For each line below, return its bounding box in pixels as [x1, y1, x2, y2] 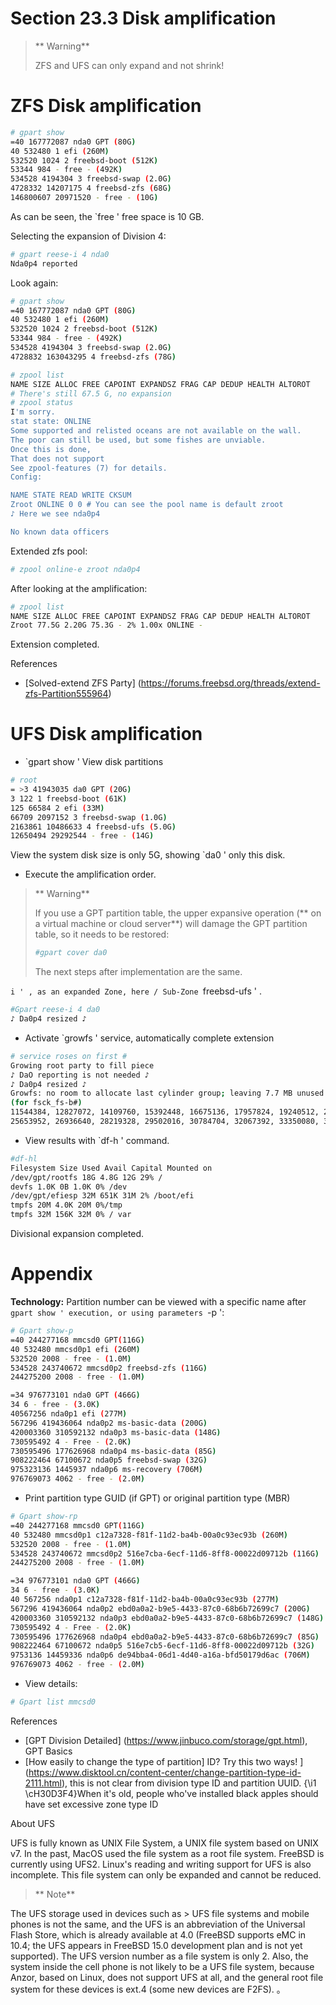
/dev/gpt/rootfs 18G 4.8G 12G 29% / [10, 1172, 163, 1182]
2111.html [24, 1777, 62, 1789]
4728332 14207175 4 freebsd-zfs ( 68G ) [10, 183, 172, 194]
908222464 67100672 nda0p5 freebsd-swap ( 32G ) [10, 1455, 208, 1466]
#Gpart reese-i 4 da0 [10, 1005, 101, 1015]
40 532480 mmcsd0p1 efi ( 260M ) [10, 1344, 141, 1354]
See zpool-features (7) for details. [10, 463, 168, 473]
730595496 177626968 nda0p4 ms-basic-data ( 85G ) [10, 1446, 217, 1456]
